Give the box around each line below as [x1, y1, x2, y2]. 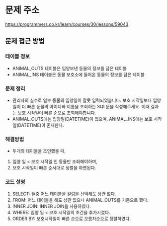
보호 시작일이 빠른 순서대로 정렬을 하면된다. [12, 165, 96, 171]
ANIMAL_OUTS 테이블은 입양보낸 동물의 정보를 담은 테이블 [12, 65, 127, 71]
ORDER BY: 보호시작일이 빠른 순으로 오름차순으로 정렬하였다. [12, 216, 131, 222]
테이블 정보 [5, 53, 30, 60]
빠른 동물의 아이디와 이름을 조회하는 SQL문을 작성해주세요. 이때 [27, 103, 150, 109]
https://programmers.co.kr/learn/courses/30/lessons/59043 [5, 21, 129, 27]
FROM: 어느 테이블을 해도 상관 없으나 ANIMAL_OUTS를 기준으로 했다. [12, 197, 149, 203]
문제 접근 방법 [5, 37, 45, 45]
